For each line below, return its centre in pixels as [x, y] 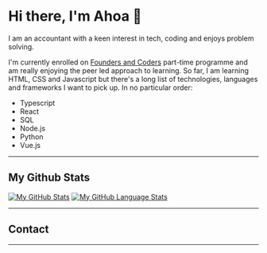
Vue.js [30, 145]
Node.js [33, 128]
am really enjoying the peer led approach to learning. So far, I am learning [128, 70]
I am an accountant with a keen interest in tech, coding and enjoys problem [131, 38]
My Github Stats [49, 178]
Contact [29, 230]
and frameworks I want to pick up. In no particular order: [101, 88]
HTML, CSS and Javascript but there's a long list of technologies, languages [133, 79]
